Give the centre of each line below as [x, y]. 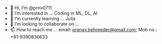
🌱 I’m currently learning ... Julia [43, 18]
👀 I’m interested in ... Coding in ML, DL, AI [54, 13]
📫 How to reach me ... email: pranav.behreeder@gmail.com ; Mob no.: [83, 30]
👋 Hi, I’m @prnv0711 [31, 8]
